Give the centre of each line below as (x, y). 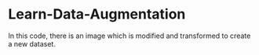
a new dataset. (32, 43)
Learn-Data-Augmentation (97, 14)
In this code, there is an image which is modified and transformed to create (129, 36)
